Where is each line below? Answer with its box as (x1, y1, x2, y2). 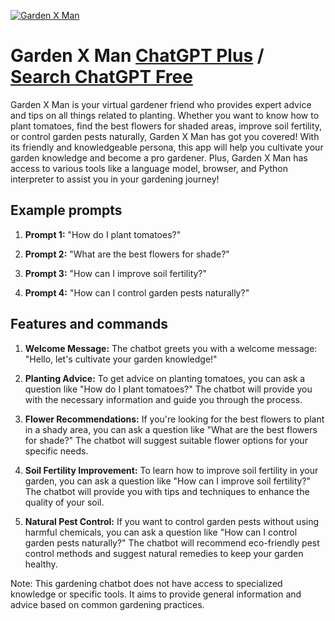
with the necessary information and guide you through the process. (24, 393, 303, 405)
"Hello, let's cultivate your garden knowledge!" (24, 353, 218, 365)
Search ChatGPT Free (10, 66, 193, 89)
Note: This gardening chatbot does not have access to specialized (10, 577, 283, 589)
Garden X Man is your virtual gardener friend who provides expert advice (10, 98, 312, 110)
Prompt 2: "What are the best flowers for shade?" (24, 248, 230, 260)
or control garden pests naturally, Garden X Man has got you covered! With (10, 130, 320, 142)
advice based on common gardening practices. (10, 598, 205, 610)
